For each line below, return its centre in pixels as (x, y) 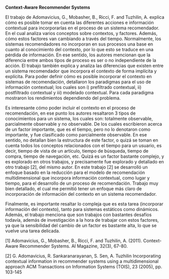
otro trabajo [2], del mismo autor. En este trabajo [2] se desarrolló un (76, 167)
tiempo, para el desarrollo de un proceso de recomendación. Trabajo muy (82, 183)
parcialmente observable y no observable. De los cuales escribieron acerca (84, 124)
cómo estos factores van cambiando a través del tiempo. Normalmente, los (83, 39)
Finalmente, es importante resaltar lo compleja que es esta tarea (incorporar (84, 204)
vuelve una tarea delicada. (33, 231)
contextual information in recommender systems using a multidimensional (82, 261)
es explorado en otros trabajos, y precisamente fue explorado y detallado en (84, 162)
